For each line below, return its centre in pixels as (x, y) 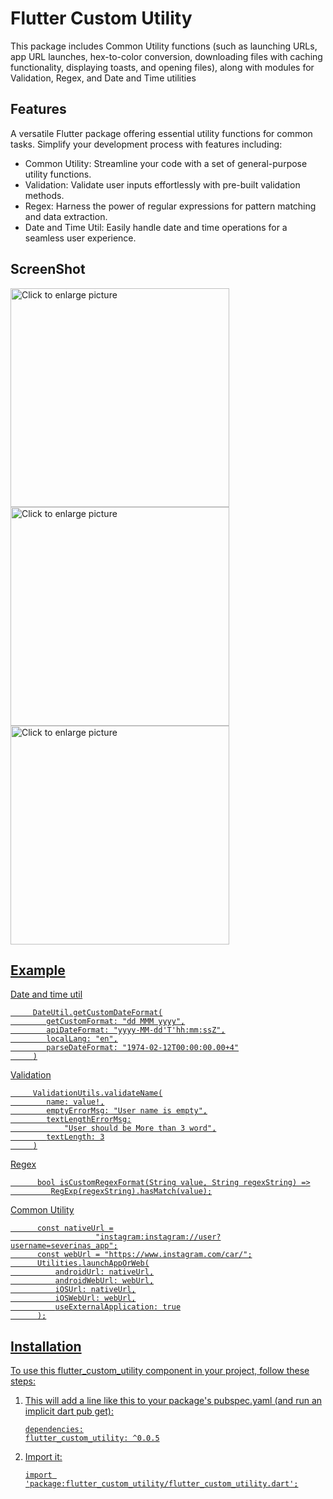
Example (38, 970)
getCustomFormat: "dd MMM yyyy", (116, 1022)
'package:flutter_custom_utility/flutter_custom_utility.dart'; (161, 1484)
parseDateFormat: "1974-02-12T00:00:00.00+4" (143, 1048)
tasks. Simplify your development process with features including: (146, 144)
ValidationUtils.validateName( (97, 1093)
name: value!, (75, 1102)
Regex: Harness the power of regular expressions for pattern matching (170, 206)
